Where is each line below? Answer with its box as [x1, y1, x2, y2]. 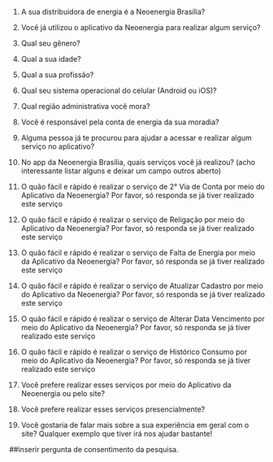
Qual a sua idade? [20, 54, 81, 63]
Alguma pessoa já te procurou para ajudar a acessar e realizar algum [20, 133, 253, 142]
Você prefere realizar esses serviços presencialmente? [20, 404, 206, 414]
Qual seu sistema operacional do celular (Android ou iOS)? [20, 85, 218, 95]
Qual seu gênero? [20, 38, 80, 48]
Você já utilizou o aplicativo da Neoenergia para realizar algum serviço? [20, 23, 261, 32]
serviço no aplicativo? [20, 142, 95, 151]
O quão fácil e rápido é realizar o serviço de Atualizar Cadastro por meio [20, 281, 263, 290]
